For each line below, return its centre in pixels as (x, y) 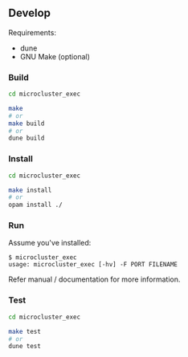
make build (27, 124)
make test (25, 331)
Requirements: (32, 32)
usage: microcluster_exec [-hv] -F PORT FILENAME (93, 265)
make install (30, 190)
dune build (27, 138)
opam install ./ (35, 205)
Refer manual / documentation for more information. (94, 279)
